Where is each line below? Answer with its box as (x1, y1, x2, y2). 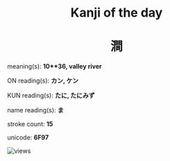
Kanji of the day (70, 5, 163, 21)
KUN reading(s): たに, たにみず (7, 92, 95, 100)
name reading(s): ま (7, 106, 65, 115)
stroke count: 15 (7, 120, 53, 128)
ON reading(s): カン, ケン (7, 76, 78, 85)
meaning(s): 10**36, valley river (7, 62, 102, 71)
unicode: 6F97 (7, 133, 49, 142)
